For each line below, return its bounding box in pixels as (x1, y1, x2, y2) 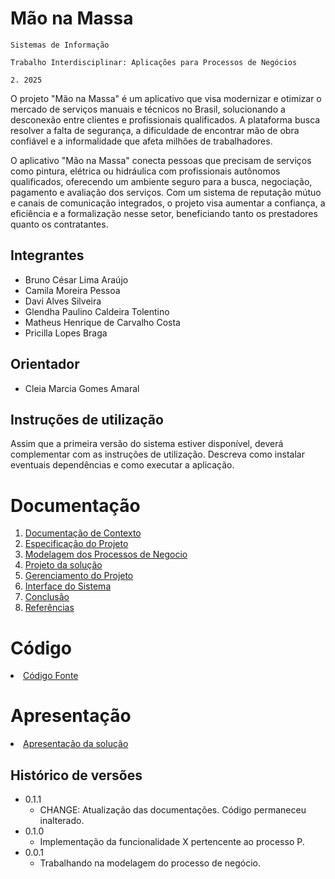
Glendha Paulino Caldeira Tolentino (24, 305, 170, 317)
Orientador (10, 356, 80, 373)
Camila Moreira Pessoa (24, 284, 121, 296)
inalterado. (39, 815, 85, 826)
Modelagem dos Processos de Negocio (24, 548, 188, 561)
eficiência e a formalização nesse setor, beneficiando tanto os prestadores (10, 207, 318, 219)
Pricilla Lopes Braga (24, 327, 108, 339)
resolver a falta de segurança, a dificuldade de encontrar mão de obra (10, 124, 300, 136)
